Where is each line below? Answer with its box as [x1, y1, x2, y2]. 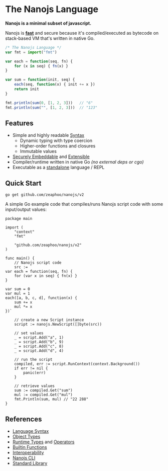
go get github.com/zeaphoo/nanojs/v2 [5, 192, 84, 197]
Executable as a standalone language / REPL [12, 165, 105, 171]
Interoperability [12, 449, 44, 455]
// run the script [14, 357, 53, 362]
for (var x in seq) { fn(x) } [14, 273, 78, 279]
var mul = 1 [5, 291, 30, 296]
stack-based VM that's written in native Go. [5, 35, 95, 41]
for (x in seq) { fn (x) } [14, 63, 69, 68]
